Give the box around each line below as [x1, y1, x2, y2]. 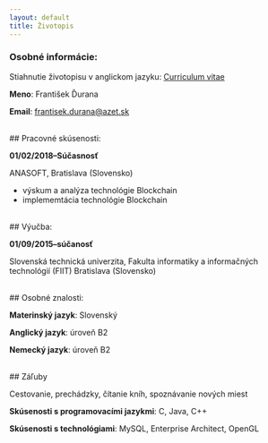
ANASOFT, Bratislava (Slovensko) [9, 167, 134, 178]
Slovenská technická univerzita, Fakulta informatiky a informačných [9, 256, 258, 267]
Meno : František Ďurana [9, 89, 99, 99]
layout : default [9, 13, 70, 22]
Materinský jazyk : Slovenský [9, 310, 118, 320]
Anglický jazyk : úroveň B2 [9, 327, 108, 337]
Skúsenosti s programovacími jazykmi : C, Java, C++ [9, 405, 208, 416]
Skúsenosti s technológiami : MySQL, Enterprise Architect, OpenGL [9, 422, 260, 434]
